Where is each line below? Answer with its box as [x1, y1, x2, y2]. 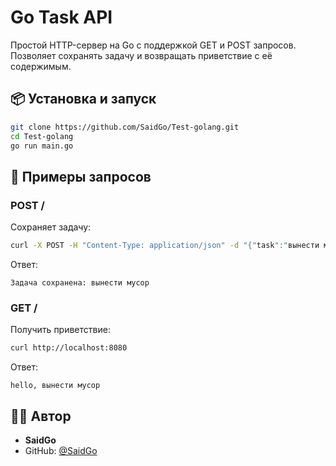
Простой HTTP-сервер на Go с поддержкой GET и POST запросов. [10, 39, 297, 51]
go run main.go [10, 141, 74, 151]
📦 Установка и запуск [10, 91, 157, 108]
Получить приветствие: [10, 324, 111, 336]
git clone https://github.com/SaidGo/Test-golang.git [10, 122, 240, 132]
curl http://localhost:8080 [10, 343, 128, 353]
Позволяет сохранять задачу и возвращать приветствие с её [10, 49, 273, 61]
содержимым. [10, 60, 72, 72]
